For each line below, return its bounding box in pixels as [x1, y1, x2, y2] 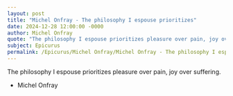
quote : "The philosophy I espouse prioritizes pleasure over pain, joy [7, 36, 218, 43]
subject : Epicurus [7, 42, 60, 49]
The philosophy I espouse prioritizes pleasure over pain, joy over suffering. [7, 67, 221, 76]
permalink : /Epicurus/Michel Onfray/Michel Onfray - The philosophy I [7, 49, 216, 56]
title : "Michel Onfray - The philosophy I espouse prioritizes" [7, 17, 197, 23]
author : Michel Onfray [7, 29, 73, 37]
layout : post [7, 10, 45, 17]
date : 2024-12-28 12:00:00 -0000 [7, 23, 104, 30]
